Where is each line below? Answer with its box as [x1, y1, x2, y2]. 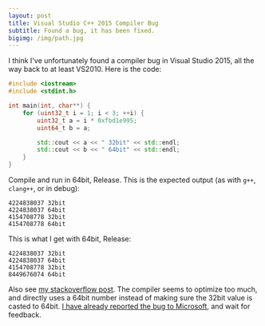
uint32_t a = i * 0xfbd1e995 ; [37, 117, 137, 125]
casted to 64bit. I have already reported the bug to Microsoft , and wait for [8, 301, 251, 311]
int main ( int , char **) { [8, 101, 91, 109]
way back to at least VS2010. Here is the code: [8, 65, 162, 74]
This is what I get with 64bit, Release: [8, 234, 132, 244]
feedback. [8, 310, 42, 320]
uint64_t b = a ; [37, 124, 91, 132]
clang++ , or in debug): [8, 184, 80, 193]
